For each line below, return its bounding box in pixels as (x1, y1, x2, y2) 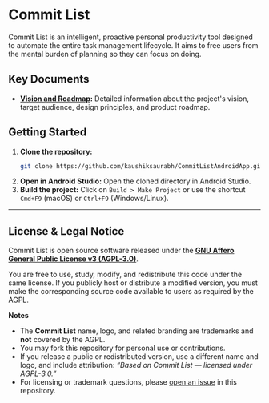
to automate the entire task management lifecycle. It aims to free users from (8, 40, 259, 50)
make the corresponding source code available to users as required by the (8, 287, 254, 296)
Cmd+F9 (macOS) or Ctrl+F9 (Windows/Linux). (19, 194, 170, 204)
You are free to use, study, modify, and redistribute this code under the (8, 270, 243, 280)
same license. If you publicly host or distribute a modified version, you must (8, 278, 259, 288)
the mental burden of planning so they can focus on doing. (8, 49, 202, 58)
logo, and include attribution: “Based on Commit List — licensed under (19, 361, 253, 370)
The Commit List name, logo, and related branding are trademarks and (19, 326, 254, 336)
